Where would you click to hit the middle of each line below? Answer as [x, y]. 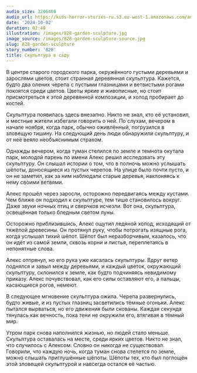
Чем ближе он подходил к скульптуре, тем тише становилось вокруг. [94, 200]
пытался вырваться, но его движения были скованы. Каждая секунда [94, 308]
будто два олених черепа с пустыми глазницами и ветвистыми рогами [95, 84]
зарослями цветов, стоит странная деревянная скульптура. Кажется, [93, 78]
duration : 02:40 [26, 28]
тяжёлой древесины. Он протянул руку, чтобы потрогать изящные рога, [97, 230]
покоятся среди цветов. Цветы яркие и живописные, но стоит [84, 90]
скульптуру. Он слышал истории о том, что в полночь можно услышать [96, 163]
